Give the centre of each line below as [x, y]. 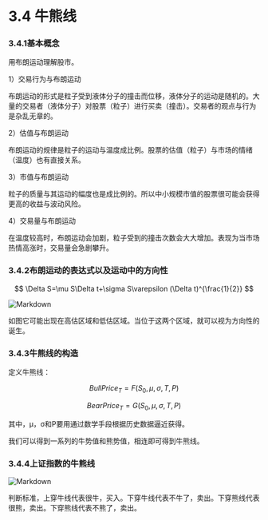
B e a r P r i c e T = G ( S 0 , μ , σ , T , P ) [134, 406]
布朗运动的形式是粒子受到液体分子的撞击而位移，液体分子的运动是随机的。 [130, 96]
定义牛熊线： [29, 372]
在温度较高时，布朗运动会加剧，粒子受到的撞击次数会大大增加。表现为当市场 [134, 238]
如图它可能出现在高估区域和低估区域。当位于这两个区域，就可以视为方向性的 [134, 320]
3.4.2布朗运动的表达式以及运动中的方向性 [89, 271]
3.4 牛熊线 [43, 16]
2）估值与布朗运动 [39, 133]
